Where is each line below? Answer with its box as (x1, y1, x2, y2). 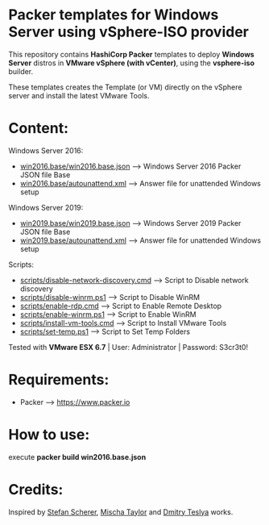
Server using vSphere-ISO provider (8, 23, 250, 41)
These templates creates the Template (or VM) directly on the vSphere (8, 82, 242, 92)
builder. (8, 66, 34, 76)
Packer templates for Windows (8, 6, 219, 24)
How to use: (8, 426, 90, 444)
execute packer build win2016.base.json (8, 452, 147, 461)
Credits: (8, 480, 64, 498)
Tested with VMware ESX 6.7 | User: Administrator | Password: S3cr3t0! (8, 342, 248, 352)
